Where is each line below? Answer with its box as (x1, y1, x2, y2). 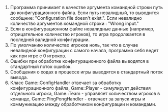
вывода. (10, 74, 28, 80)
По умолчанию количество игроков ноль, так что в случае (10, 42, 138, 48)
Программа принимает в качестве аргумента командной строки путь (10, 5, 163, 10)
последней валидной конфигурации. (10, 36, 90, 43)
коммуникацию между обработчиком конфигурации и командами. (10, 101, 157, 107)
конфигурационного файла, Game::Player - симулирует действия (10, 85, 151, 91)
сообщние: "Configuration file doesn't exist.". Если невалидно (10, 15, 142, 21)
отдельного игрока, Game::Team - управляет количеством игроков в (10, 91, 160, 96)
